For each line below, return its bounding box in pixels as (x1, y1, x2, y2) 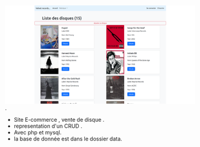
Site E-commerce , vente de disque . (13, 116, 105, 124)
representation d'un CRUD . (13, 122, 83, 130)
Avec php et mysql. (13, 129, 62, 136)
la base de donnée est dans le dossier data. (13, 135, 122, 143)
